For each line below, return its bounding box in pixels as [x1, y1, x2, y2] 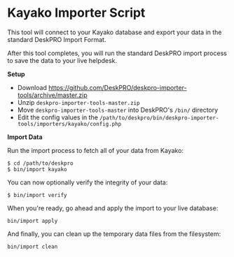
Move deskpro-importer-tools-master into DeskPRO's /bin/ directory [17, 105, 219, 114]
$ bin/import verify [7, 191, 68, 198]
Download [17, 83, 48, 91]
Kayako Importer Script [7, 5, 146, 21]
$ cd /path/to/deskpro [7, 159, 74, 167]
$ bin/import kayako [7, 166, 68, 172]
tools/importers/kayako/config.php [17, 120, 122, 127]
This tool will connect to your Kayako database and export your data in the [7, 28, 222, 36]
